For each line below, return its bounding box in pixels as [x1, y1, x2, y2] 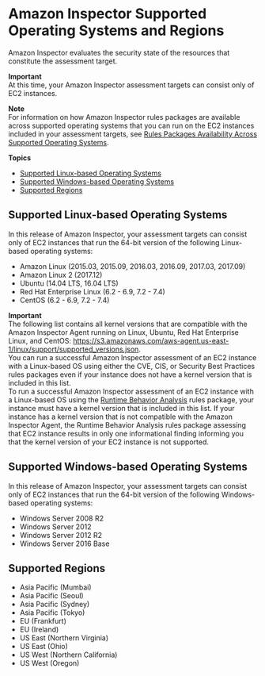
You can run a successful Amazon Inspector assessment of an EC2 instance [8, 352, 257, 362]
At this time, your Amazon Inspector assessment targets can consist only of [8, 80, 255, 90]
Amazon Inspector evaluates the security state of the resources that [8, 48, 230, 57]
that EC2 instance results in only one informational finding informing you [8, 428, 244, 438]
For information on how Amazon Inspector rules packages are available [8, 112, 240, 121]
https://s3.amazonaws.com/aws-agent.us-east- [73, 336, 229, 345]
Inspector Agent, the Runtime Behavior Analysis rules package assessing [8, 420, 247, 429]
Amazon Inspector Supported [8, 5, 207, 23]
